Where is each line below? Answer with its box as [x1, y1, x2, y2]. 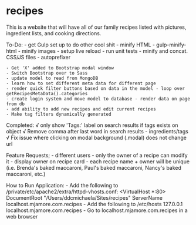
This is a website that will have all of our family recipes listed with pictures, [6, 23, 187, 31]
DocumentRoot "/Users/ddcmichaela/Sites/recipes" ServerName [6, 194, 163, 201]
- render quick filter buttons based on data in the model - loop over [6, 85, 185, 92]
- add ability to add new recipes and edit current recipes [6, 106, 157, 112]
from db [6, 101, 25, 107]
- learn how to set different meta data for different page [6, 80, 157, 86]
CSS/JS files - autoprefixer [6, 53, 71, 61]
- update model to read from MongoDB [6, 75, 99, 81]
